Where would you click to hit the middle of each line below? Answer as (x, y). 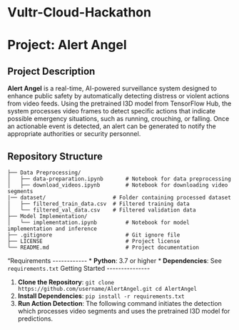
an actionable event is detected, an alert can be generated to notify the (112, 126)
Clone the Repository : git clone (66, 282)
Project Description (51, 71)
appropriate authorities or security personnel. (74, 134)
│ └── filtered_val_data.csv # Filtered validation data (102, 210)
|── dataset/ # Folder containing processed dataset (119, 197)
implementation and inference (52, 229)
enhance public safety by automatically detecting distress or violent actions (118, 96)
